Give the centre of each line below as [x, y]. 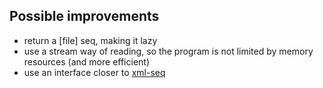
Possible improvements [84, 16]
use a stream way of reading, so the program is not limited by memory [168, 51]
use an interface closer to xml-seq [94, 72]
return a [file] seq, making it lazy [90, 40]
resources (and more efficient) [87, 61]
